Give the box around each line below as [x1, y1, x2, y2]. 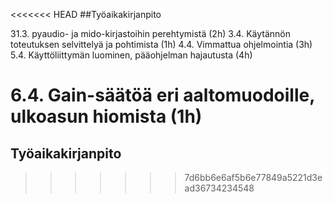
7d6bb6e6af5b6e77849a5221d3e [184, 172, 323, 183]
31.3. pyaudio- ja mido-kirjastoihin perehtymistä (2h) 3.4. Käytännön [10, 28, 291, 39]
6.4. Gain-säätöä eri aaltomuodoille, [10, 84, 315, 107]
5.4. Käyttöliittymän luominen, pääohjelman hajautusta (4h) [10, 49, 253, 61]
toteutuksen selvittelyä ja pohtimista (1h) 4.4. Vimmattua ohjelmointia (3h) [10, 39, 313, 50]
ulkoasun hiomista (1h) [10, 105, 203, 128]
